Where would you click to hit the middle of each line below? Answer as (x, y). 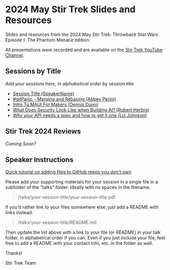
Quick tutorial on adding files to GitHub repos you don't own (68, 172)
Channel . (15, 55)
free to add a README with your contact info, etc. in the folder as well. (79, 243)
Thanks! (14, 253)
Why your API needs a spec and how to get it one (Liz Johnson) (80, 115)
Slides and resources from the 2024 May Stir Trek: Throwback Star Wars (82, 34)
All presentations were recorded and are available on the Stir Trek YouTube (84, 50)
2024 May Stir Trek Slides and (70, 9)
